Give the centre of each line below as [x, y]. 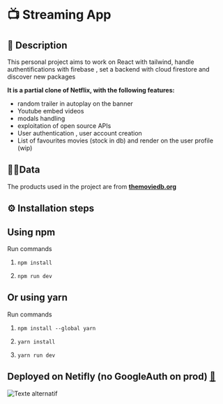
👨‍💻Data [24, 170]
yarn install [36, 342]
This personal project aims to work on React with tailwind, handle [101, 62]
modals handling [41, 118]
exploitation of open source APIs [64, 126]
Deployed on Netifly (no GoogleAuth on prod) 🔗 [111, 377]
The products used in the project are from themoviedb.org [92, 186]
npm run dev [34, 277]
